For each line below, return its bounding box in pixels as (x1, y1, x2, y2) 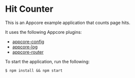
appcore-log (12, 44, 38, 50)
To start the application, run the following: (5, 58, 90, 64)
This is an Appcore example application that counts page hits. (5, 20, 131, 26)
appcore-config (12, 38, 44, 45)
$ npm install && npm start (5, 68, 63, 73)
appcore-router (12, 49, 44, 55)
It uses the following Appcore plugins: (5, 29, 82, 35)
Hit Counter (5, 3, 54, 15)
